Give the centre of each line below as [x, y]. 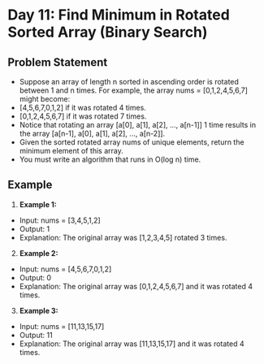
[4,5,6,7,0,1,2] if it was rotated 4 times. [83, 108]
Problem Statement [58, 62]
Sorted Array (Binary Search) [108, 32]
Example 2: [39, 253]
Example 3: [39, 310]
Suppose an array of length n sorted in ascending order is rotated [129, 82]
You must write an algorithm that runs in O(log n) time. [110, 159]
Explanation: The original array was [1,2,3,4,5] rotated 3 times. [123, 237]
